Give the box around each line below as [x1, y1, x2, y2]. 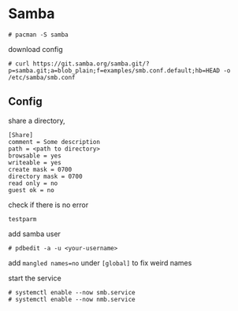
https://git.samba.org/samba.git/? [32, 60, 150, 68]
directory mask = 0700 [8, 172, 83, 180]
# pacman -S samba [8, 31, 69, 39]
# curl [8, 60, 30, 68]
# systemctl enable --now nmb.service [8, 295, 136, 303]
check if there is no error [8, 200, 89, 209]
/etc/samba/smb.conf [8, 73, 76, 81]
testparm [8, 215, 37, 223]
